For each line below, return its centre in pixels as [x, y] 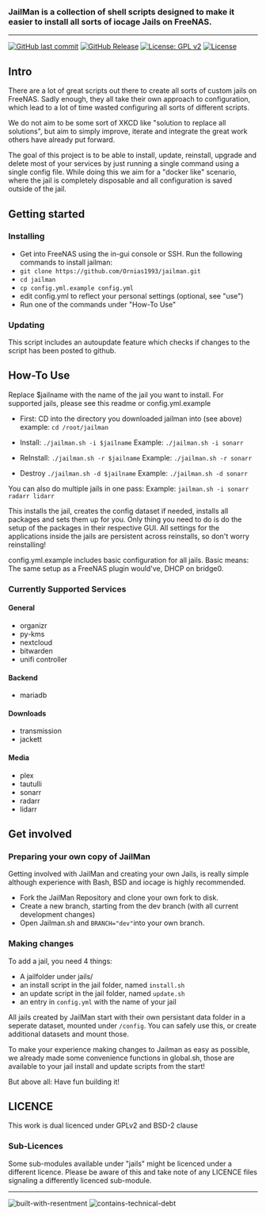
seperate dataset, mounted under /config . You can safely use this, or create [133, 1025]
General [22, 608]
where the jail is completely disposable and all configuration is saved [120, 180]
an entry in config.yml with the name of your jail [98, 1001]
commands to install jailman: [66, 262]
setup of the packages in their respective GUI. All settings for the [114, 527]
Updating [27, 325]
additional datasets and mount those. [68, 1034]
